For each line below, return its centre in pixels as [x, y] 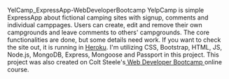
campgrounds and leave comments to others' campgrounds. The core [109, 32]
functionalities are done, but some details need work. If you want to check [114, 40]
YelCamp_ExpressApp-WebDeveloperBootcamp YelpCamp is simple [106, 10]
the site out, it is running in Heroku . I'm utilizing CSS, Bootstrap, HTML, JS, [115, 47]
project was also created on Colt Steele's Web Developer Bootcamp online [115, 62]
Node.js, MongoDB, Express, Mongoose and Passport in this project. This [113, 55]
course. [18, 70]
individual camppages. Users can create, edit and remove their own [105, 25]
